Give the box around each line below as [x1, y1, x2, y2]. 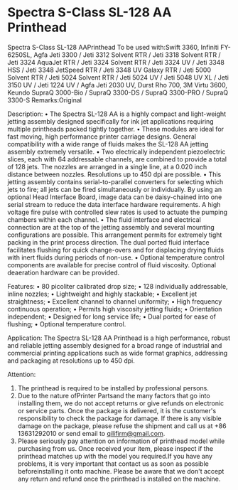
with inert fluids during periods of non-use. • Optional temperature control [7, 253, 225, 262]
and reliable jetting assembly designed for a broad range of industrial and [7, 341, 222, 349]
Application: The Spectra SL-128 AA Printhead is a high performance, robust [7, 334, 231, 342]
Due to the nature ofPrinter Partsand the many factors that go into [17, 391, 211, 400]
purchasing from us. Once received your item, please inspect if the [17, 444, 214, 452]
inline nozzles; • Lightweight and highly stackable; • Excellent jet [7, 289, 198, 298]
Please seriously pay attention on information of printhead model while [17, 437, 225, 445]
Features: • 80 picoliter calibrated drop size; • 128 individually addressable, [7, 282, 229, 290]
